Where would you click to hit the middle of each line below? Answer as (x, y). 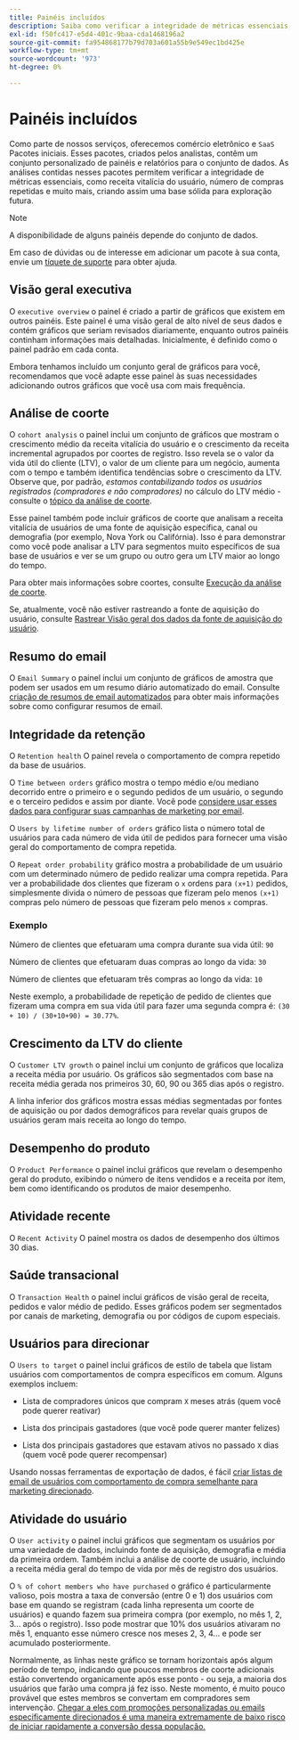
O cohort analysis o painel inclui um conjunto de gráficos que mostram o (144, 435)
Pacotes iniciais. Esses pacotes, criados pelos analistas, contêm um (133, 153)
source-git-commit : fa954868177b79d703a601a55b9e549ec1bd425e (127, 42)
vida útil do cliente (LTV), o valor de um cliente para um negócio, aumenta (145, 463)
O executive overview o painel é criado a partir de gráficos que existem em (147, 311)
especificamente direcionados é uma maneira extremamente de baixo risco (148, 1717)
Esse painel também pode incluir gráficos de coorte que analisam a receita (146, 519)
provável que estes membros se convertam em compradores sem (130, 1698)
